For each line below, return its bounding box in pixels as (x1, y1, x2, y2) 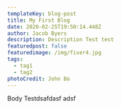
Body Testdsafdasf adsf (7, 94, 76, 103)
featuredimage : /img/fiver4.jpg (7, 50, 101, 57)
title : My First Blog (7, 17, 71, 24)
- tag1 (13, 62, 33, 69)
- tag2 (13, 68, 33, 75)
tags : (7, 56, 23, 63)
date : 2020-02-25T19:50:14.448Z (7, 23, 101, 30)
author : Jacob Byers (7, 29, 68, 37)
